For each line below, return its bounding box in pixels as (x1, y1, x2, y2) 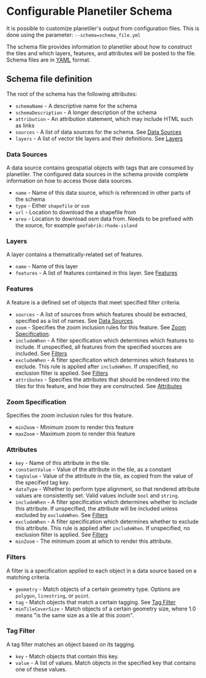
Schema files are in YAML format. (6, 56, 91, 63)
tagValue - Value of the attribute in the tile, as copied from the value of (15, 472, 193, 480)
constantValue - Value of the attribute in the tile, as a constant (15, 466, 172, 473)
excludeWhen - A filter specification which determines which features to (15, 356, 194, 364)
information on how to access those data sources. (6, 177, 133, 185)
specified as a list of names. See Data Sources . (15, 317, 135, 324)
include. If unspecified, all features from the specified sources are (15, 343, 182, 351)
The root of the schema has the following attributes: (6, 90, 137, 98)
